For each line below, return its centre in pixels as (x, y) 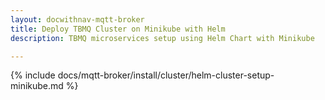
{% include (33, 75)
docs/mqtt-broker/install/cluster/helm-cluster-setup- (166, 75)
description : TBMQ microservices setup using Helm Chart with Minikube (162, 38)
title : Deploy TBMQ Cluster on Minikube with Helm (118, 29)
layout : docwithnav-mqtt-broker (77, 19)
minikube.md (37, 86)
